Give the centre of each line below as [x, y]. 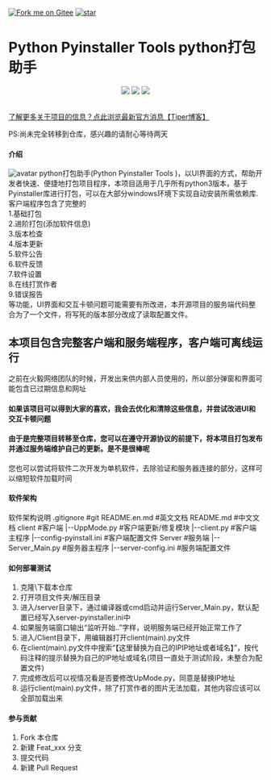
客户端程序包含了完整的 [47, 204]
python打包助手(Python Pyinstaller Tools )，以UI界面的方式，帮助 [147, 173]
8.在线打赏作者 [33, 284]
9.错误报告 [26, 294]
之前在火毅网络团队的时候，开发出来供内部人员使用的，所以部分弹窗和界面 [132, 378]
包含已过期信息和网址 [50, 388]
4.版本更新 [26, 244]
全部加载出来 [41, 699]
